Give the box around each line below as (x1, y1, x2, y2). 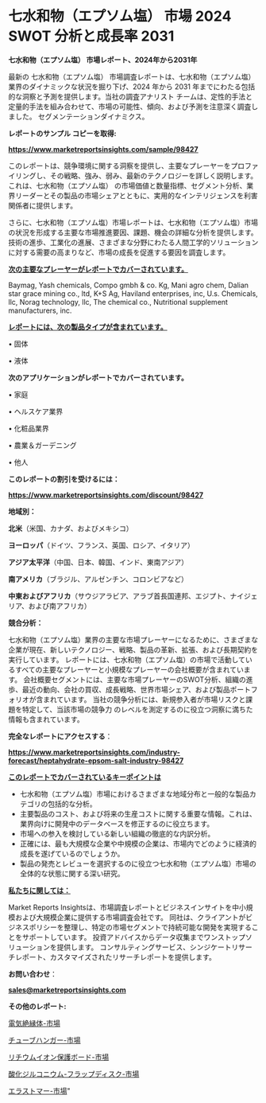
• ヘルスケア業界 (8, 407, 64, 416)
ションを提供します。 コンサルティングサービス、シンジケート (29, 942, 232, 952)
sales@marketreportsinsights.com (8, 984, 127, 995)
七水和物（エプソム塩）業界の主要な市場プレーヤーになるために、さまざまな (8, 634, 259, 645)
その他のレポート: (8, 1001, 67, 1011)
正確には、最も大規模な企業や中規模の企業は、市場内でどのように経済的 (19, 839, 256, 848)
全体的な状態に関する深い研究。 (19, 868, 125, 878)
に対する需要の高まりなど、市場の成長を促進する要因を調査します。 (8, 247, 230, 257)
